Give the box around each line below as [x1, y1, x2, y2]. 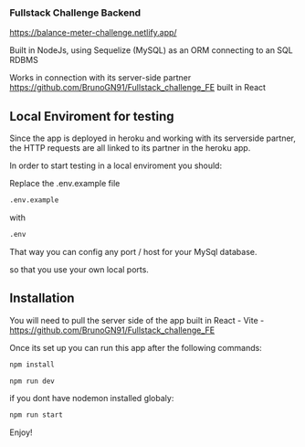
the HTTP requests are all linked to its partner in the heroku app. [9, 143, 251, 154]
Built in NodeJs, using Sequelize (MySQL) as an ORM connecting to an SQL [9, 45, 294, 56]
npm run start [9, 410, 64, 420]
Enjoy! [9, 427, 34, 438]
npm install [9, 359, 55, 369]
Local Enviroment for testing [9, 108, 175, 124]
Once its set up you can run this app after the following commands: [9, 342, 262, 353]
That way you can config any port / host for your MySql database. [9, 246, 258, 257]
